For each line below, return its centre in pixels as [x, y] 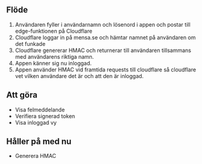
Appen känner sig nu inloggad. [53, 63]
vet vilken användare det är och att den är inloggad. [79, 76]
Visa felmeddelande [40, 110]
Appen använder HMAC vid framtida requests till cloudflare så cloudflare [106, 70]
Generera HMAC [35, 156]
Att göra [22, 95]
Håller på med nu [39, 142]
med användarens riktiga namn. [54, 56]
